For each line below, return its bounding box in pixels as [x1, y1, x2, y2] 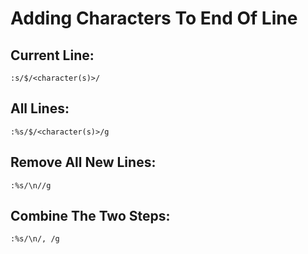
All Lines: [10, 100, 70, 117]
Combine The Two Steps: [10, 208, 171, 225]
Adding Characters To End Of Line [10, 7, 298, 30]
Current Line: [10, 47, 95, 64]
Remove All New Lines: [10, 154, 157, 171]
